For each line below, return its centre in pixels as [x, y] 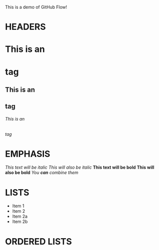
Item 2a [20, 216]
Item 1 [18, 206]
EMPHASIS [28, 154]
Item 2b [20, 222]
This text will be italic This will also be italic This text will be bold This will [80, 167]
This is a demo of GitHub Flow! [36, 7]
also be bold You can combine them [42, 173]
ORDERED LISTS [39, 241]
